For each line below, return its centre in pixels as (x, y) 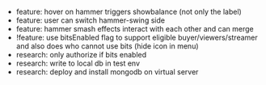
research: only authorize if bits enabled (81, 55)
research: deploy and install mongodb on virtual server (107, 72)
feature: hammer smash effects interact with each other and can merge (135, 29)
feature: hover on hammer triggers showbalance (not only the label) (129, 12)
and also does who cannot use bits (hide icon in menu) (108, 46)
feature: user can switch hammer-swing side (91, 20)
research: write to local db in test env (78, 63)
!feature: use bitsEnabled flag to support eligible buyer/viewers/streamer (137, 37)
